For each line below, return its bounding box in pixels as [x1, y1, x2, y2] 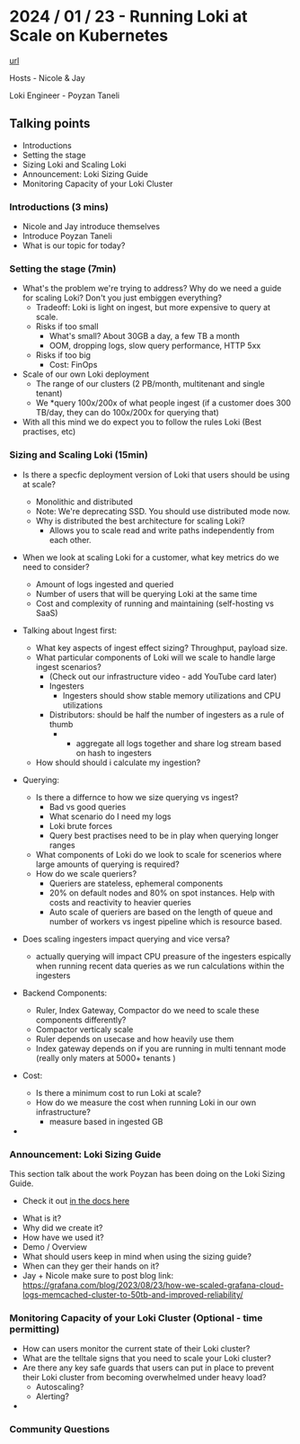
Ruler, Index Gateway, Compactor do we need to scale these [35, 1004, 260, 1015]
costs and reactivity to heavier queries [49, 896, 191, 907]
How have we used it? [22, 1232, 105, 1243]
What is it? [22, 1212, 62, 1224]
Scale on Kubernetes [9, 25, 169, 46]
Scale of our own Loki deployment [22, 369, 150, 379]
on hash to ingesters [75, 747, 153, 758]
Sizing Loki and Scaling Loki [22, 159, 127, 170]
